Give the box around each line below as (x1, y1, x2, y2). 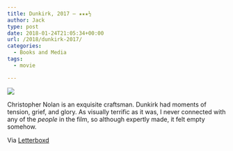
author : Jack (7, 17, 45, 24)
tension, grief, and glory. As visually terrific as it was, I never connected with (7, 107, 226, 116)
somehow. (7, 122, 37, 131)
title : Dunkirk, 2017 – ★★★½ (7, 10, 92, 17)
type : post (7, 23, 39, 30)
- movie (13, 62, 36, 69)
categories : (7, 42, 42, 49)
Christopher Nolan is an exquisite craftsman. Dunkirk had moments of (7, 100, 207, 109)
